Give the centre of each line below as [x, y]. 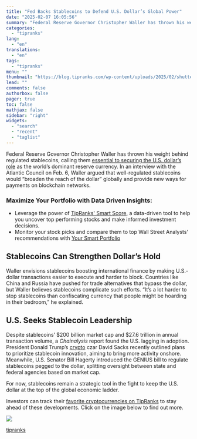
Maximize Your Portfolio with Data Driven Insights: [79, 200]
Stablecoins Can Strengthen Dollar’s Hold [84, 257]
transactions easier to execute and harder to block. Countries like [100, 277]
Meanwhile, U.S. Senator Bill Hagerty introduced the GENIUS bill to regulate [97, 360]
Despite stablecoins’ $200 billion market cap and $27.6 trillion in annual [92, 334]
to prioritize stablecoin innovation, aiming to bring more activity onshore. [94, 353]
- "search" [25, 126]
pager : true [21, 99]
